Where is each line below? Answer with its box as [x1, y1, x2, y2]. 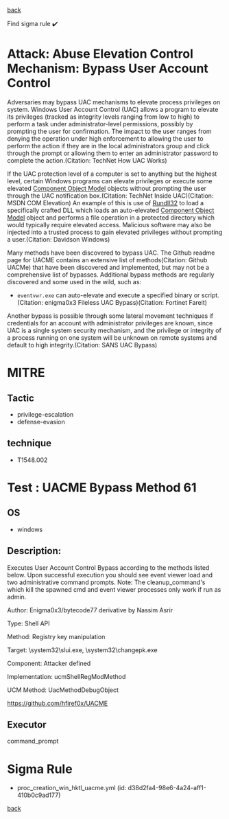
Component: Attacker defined [7, 659, 91, 667]
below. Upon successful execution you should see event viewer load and [7, 570, 213, 579]
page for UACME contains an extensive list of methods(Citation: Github [7, 255, 208, 264]
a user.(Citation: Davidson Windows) [7, 235, 110, 243]
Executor [7, 719, 47, 730]
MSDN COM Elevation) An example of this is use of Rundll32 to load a [7, 198, 204, 207]
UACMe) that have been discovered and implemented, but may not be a [7, 263, 210, 271]
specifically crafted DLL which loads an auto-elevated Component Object [7, 206, 215, 214]
